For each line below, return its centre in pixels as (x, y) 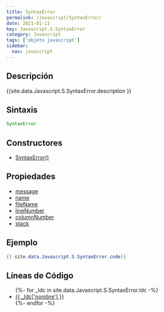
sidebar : (17, 46)
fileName (26, 204)
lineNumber (30, 210)
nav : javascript (32, 52)
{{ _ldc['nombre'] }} (39, 297)
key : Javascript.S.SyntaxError (46, 29)
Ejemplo (22, 243)
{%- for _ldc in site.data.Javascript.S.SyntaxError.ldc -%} (87, 290)
